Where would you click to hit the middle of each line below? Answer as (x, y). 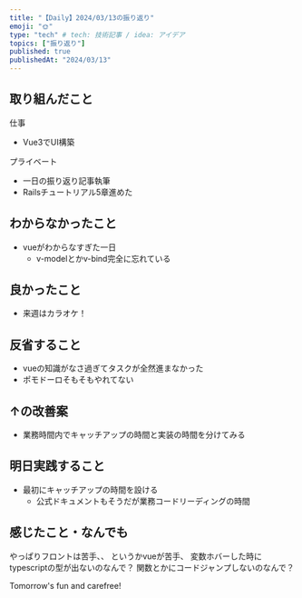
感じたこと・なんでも (69, 533)
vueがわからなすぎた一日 (69, 247)
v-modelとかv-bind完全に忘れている (103, 258)
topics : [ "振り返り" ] (48, 43)
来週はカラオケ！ (54, 314)
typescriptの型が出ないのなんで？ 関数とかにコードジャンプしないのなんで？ (152, 567)
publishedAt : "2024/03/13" (60, 60)
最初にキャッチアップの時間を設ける (90, 489)
